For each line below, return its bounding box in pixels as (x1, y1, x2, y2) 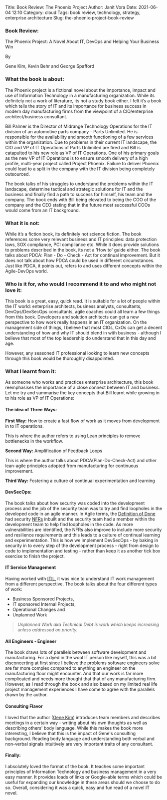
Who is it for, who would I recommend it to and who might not (5, 280, 156, 287)
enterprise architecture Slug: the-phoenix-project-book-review (5, 15, 134, 20)
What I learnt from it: (5, 368, 56, 375)
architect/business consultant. (5, 113, 67, 119)
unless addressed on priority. (17, 627, 78, 633)
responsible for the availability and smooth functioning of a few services (5, 134, 154, 140)
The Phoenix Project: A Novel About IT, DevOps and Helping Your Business (5, 38, 160, 44)
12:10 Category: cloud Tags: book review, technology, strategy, (11, 9, 141, 15)
